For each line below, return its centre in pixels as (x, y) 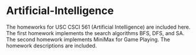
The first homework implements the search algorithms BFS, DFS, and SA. (95, 33)
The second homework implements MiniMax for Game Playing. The (88, 39)
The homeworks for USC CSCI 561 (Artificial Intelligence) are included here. (98, 27)
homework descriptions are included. (52, 46)
